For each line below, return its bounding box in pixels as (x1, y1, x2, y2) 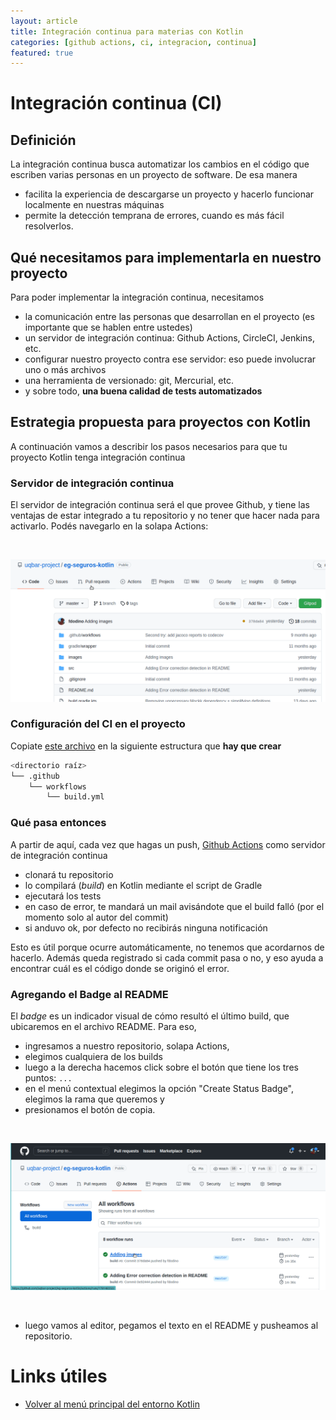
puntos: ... (24, 1071, 73, 1084)
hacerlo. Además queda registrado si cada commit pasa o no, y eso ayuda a (10, 951, 324, 964)
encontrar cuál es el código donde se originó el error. (10, 962, 230, 974)
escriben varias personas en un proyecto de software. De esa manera (10, 169, 298, 181)
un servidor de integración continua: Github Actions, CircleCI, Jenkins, (24, 332, 315, 344)
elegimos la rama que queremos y (24, 1093, 165, 1105)
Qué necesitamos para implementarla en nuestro (10, 249, 322, 266)
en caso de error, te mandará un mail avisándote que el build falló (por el (24, 900, 325, 912)
